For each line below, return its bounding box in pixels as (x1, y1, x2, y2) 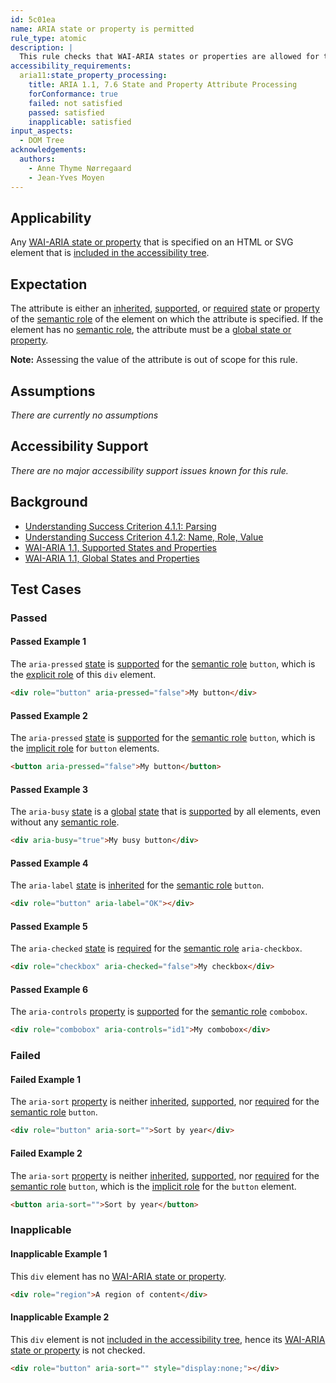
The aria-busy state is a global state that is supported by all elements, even (10, 806, 322, 818)
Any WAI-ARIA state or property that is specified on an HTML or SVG (10, 236, 294, 248)
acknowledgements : (10, 145, 87, 155)
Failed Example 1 (10, 1073, 81, 1085)
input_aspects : (10, 126, 74, 136)
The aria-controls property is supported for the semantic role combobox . (10, 1006, 308, 1018)
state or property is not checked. (10, 1344, 146, 1356)
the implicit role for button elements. (10, 742, 160, 755)
